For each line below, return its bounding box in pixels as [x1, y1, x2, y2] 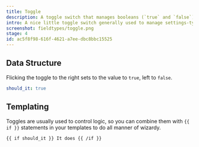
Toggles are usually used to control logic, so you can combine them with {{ [6, 117, 190, 124]
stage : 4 [6, 31, 28, 37]
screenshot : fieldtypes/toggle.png [6, 25, 94, 31]
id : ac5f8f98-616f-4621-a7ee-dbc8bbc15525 [6, 36, 113, 42]
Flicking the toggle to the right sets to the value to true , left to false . [6, 73, 173, 81]
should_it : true [6, 85, 46, 91]
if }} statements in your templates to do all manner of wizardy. [6, 124, 161, 131]
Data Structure [6, 58, 62, 68]
